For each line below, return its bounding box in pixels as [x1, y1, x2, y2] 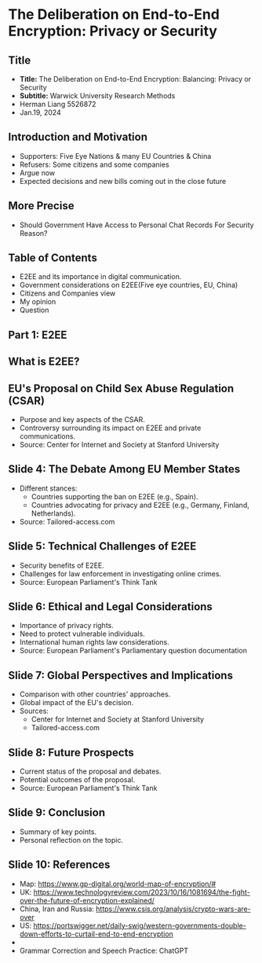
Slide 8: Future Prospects [8, 745, 135, 759]
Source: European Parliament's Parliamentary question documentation [19, 646, 247, 656]
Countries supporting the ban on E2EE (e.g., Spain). [31, 491, 198, 501]
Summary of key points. [19, 827, 96, 836]
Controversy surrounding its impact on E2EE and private [19, 423, 202, 433]
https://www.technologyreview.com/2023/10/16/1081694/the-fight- [33, 887, 251, 897]
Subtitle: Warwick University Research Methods [19, 91, 176, 100]
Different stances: [19, 483, 78, 493]
